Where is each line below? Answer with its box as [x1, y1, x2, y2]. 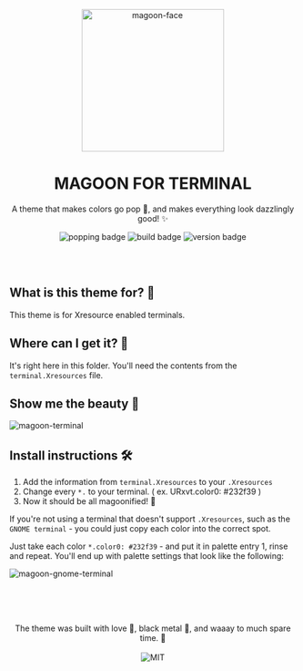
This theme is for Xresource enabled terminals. [9, 309, 186, 320]
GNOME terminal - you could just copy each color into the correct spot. [9, 523, 271, 534]
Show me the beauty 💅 [9, 396, 139, 411]
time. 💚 [139, 633, 167, 644]
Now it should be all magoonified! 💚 [22, 496, 157, 507]
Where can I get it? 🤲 [9, 335, 129, 351]
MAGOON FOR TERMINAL [54, 173, 252, 194]
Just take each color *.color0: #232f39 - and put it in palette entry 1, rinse [9, 541, 288, 552]
